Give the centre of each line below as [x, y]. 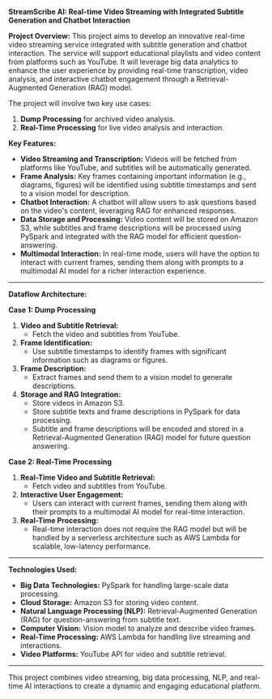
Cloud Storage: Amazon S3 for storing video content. [109, 602]
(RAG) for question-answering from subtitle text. [100, 620]
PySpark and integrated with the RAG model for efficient [114, 237]
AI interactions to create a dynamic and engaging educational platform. [143, 686]
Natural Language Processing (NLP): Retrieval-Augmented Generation [138, 611]
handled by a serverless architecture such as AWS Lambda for [136, 537]
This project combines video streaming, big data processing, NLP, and [125, 677]
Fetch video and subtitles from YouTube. [100, 486]
